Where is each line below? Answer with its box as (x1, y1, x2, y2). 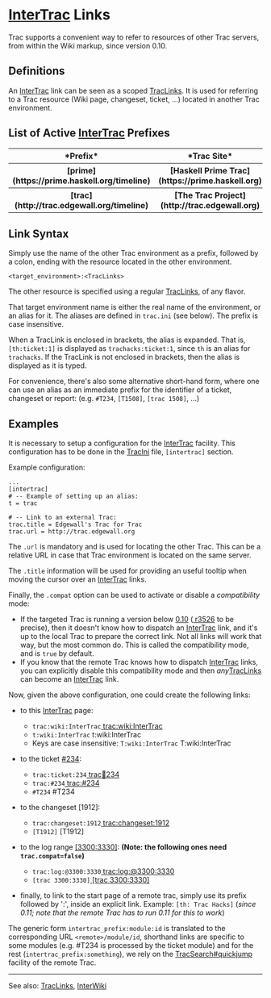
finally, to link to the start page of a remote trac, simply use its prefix (19, 891, 248, 900)
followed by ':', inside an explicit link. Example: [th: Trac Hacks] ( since (19, 900, 256, 909)
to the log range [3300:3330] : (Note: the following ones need (19, 842, 227, 852)
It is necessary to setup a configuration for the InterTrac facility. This (8, 438, 236, 449)
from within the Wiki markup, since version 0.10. (8, 40, 168, 50)
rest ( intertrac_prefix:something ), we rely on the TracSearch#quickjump (8, 950, 252, 959)
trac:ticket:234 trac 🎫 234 (31, 770, 120, 779)
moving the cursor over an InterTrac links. (8, 574, 147, 584)
